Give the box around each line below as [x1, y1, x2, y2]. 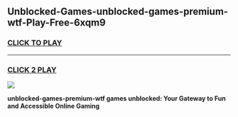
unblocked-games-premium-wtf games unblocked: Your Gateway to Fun [7, 94, 226, 102]
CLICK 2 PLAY [7, 65, 57, 74]
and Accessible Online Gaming [7, 101, 100, 110]
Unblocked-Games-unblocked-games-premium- [7, 6, 229, 18]
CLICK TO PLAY [7, 38, 62, 48]
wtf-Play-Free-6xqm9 [7, 17, 106, 29]
